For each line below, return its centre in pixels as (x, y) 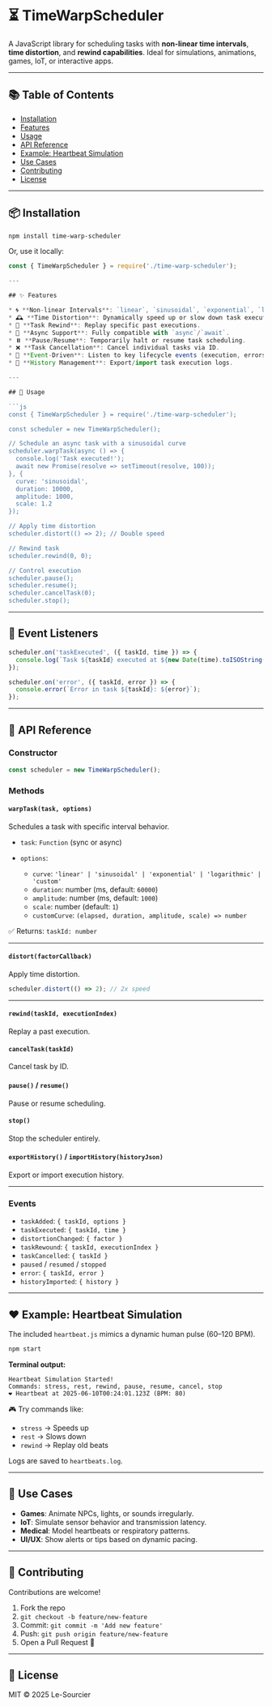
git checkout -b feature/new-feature (84, 1617)
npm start (25, 1349)
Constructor (33, 753)
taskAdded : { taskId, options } (73, 1221)
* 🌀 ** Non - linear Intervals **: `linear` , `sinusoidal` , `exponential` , (132, 310)
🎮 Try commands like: (46, 1409)
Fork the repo (43, 1608)
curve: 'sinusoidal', (52, 481)
